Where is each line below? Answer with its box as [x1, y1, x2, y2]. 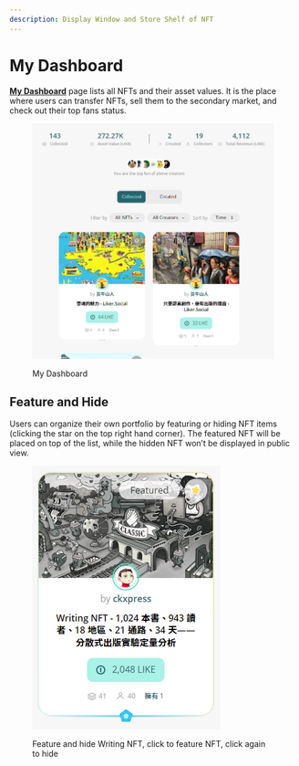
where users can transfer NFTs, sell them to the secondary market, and [9, 95, 277, 106]
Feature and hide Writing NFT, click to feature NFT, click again [32, 739, 266, 750]
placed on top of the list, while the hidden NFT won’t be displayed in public [9, 438, 290, 449]
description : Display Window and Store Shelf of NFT [9, 15, 214, 24]
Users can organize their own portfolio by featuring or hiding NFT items [9, 418, 278, 429]
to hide [32, 749, 59, 760]
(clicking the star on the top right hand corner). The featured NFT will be [9, 428, 281, 439]
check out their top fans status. [9, 105, 127, 116]
